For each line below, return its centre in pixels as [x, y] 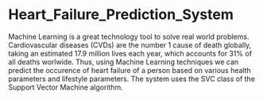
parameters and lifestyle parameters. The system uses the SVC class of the [132, 79]
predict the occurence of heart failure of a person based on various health [130, 70]
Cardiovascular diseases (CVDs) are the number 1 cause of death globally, [130, 44]
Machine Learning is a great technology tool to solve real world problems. [129, 37]
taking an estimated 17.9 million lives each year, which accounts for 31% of [130, 53]
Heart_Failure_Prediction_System [121, 15]
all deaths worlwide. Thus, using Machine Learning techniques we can [124, 62]
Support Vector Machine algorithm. [66, 87]
